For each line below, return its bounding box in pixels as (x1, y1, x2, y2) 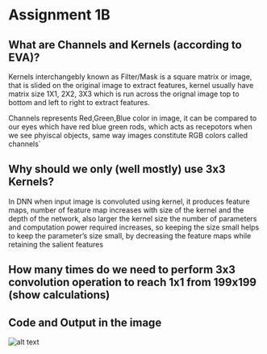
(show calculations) (8, 289, 111, 302)
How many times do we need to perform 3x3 (8, 263, 236, 276)
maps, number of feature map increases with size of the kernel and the (8, 204, 244, 215)
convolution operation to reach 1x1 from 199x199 (8, 276, 257, 289)
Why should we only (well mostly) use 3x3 (8, 162, 226, 176)
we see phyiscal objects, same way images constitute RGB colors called (8, 131, 248, 140)
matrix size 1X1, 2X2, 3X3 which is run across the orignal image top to (8, 89, 240, 99)
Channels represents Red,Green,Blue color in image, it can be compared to (8, 113, 257, 123)
